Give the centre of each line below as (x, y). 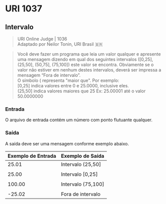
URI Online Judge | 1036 (42, 39)
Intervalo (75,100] (83, 184)
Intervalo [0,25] (79, 174)
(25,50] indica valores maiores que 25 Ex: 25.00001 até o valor (81, 91)
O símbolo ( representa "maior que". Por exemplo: (68, 80)
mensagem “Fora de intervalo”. (49, 75)
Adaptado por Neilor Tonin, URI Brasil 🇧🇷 (60, 44)
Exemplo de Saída (83, 156)
